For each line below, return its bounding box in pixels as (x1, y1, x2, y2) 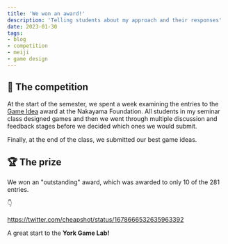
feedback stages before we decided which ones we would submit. (7, 122, 197, 130)
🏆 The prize (7, 156, 62, 168)
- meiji (7, 49, 30, 56)
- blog (7, 36, 26, 43)
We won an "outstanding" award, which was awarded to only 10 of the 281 (7, 178, 220, 186)
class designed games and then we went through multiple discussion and (7, 114, 218, 122)
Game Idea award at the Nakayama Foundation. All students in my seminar (7, 107, 220, 115)
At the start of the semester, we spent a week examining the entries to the (7, 99, 219, 108)
